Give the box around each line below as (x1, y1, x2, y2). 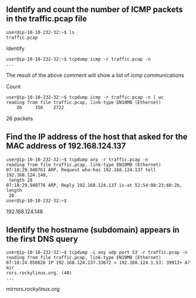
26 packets (6, 114, 33, 122)
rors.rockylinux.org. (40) (6, 270, 72, 276)
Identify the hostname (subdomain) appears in (6, 225, 180, 235)
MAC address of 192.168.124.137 (6, 141, 126, 151)
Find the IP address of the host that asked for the (6, 132, 188, 142)
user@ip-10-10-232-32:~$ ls (6, 29, 75, 35)
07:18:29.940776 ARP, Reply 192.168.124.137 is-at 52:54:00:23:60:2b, (6, 182, 183, 188)
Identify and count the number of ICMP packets (6, 5, 183, 15)
